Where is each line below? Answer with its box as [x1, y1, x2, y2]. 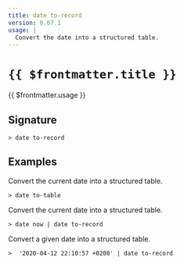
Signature [8, 113, 57, 127]
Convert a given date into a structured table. [8, 234, 151, 244]
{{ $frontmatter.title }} [8, 68, 177, 83]
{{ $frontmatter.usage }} [8, 90, 86, 100]
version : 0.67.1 [8, 19, 61, 27]
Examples [8, 155, 57, 169]
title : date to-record [8, 11, 82, 20]
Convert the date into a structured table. [15, 33, 159, 42]
